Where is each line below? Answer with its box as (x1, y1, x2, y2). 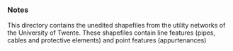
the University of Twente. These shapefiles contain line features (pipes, (7, 28, 216, 37)
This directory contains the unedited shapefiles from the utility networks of (7, 21, 226, 30)
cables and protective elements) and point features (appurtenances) (7, 36, 207, 45)
